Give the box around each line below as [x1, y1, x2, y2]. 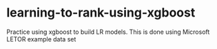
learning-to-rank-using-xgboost [6, 5, 196, 21]
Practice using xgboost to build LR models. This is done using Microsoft [6, 28, 210, 36]
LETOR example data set [6, 35, 76, 43]
